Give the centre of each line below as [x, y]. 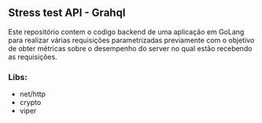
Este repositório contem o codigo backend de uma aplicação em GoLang [126, 31]
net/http [32, 94]
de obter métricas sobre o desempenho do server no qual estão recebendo [130, 48]
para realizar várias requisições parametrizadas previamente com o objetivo [131, 40]
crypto [30, 103]
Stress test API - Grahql [67, 13]
